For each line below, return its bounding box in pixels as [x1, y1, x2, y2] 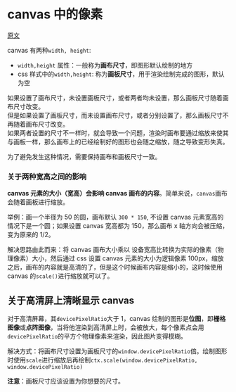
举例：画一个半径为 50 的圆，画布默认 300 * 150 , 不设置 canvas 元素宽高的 [7, 213, 224, 222]
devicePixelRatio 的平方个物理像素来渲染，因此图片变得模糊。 [7, 332, 188, 341]
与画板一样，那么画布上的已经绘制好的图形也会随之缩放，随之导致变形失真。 [7, 137, 229, 146]
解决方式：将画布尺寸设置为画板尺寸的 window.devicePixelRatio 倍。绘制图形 [7, 347, 228, 355]
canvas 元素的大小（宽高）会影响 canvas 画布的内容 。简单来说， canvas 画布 [7, 189, 228, 198]
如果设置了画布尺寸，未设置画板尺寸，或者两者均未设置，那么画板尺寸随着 [7, 93, 223, 102]
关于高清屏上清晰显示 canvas [7, 294, 135, 306]
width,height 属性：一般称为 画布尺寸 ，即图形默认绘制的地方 [17, 61, 193, 69]
